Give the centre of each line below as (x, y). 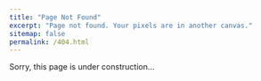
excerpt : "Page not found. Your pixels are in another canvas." (131, 26)
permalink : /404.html (49, 42)
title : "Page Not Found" (55, 17)
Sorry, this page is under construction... (82, 67)
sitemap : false (37, 33)
